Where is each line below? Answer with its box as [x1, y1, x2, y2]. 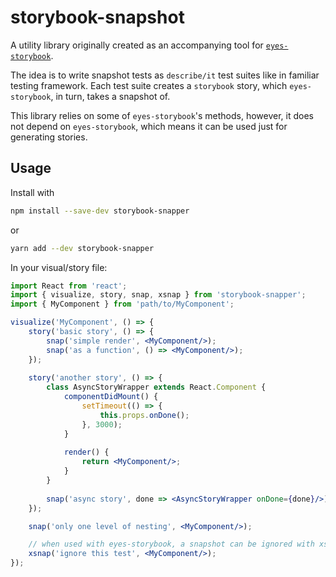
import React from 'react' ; [10, 281, 128, 291]
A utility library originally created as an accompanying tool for [10, 39, 264, 51]
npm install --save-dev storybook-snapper [10, 206, 190, 216]
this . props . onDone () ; [99, 410, 190, 420]
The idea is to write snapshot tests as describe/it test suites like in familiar [10, 69, 320, 81]
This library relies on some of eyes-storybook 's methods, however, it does [10, 109, 314, 121]
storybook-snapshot [10, 6, 185, 29]
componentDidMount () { [63, 392, 159, 402]
